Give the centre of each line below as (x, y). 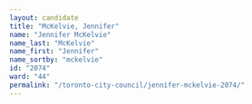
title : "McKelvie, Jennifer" (64, 26)
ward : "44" (30, 77)
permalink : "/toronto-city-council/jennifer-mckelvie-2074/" (127, 85)
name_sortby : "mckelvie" (56, 60)
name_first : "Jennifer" (54, 52)
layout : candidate (44, 18)
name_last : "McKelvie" (52, 43)
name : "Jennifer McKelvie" (60, 34)
